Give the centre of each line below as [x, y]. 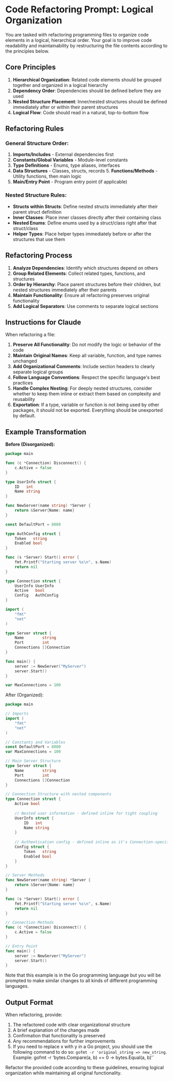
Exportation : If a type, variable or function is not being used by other [86, 405]
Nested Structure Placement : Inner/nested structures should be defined [90, 101]
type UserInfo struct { [31, 482]
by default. [24, 416]
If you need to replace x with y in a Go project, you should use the [83, 1047]
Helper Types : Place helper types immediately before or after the [82, 234]
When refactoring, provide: [34, 1015]
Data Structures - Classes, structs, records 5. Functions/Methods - [85, 171]
